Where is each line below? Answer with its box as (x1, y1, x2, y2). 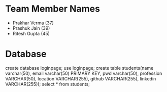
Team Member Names (5, 3, 101, 15)
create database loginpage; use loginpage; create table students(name (5, 65, 154, 71)
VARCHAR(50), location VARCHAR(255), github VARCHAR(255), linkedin (5, 75, 156, 81)
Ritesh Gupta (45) (12, 30, 50, 36)
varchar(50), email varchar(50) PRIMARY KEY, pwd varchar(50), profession (5, 70, 162, 76)
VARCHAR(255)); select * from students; (5, 81, 90, 87)
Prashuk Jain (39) (12, 25, 50, 31)
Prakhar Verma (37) (12, 20, 54, 26)
